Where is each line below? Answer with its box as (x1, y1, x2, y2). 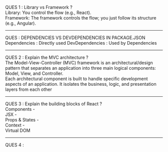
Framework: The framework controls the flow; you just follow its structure (5, 15, 156, 21)
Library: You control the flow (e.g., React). (5, 10, 91, 16)
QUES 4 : (5, 142, 24, 147)
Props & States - (5, 117, 39, 122)
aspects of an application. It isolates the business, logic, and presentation (5, 81, 156, 87)
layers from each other (5, 86, 52, 92)
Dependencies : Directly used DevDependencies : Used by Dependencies (5, 40, 157, 46)
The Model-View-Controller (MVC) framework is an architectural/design (5, 60, 153, 66)
